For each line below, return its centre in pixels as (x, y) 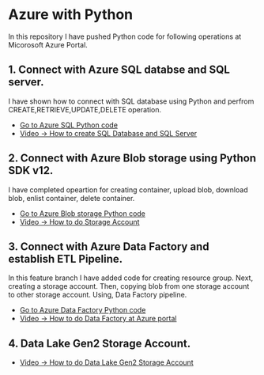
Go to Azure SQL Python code (69, 125)
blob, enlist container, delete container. (72, 198)
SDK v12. (31, 170)
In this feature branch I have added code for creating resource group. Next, (131, 278)
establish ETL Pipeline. (66, 259)
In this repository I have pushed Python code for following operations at (125, 36)
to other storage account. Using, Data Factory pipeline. (98, 295)
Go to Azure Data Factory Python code (83, 310)
